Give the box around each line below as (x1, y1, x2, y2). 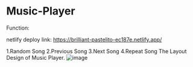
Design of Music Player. (6, 54, 65, 61)
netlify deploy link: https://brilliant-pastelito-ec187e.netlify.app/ (6, 36, 162, 43)
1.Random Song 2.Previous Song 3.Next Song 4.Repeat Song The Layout (6, 47, 187, 55)
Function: (6, 24, 30, 31)
